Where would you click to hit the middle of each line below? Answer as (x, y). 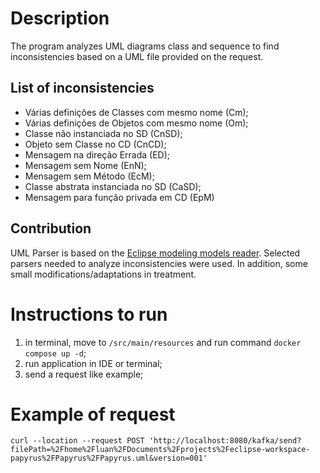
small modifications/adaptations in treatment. (103, 274)
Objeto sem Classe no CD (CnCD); (95, 144)
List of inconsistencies (82, 88)
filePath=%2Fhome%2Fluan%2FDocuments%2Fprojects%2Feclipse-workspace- (160, 450)
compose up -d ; (55, 353)
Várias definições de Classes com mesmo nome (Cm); (136, 112)
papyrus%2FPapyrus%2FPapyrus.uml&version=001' (109, 458)
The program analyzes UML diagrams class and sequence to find (145, 46)
